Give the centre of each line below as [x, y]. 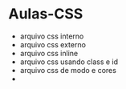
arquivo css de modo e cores [68, 70]
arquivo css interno [52, 36]
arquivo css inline [49, 53]
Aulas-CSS [46, 14]
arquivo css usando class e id [69, 62]
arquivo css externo [53, 44]
